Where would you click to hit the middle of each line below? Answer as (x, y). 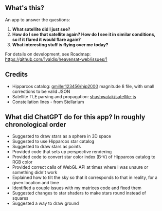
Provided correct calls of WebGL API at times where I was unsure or (80, 167)
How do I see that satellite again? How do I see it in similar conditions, (84, 34)
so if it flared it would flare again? (46, 39)
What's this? (25, 8)
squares (20, 198)
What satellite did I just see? (41, 29)
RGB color (22, 162)
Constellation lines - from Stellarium (48, 102)
